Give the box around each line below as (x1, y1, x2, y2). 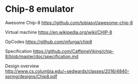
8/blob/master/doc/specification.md (5, 53, 79, 59)
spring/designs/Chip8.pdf (5, 73, 58, 79)
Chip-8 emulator (5, 3, 74, 15)
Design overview (5, 63, 39, 69)
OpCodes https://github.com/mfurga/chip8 (5, 38, 93, 45)
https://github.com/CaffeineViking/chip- (33, 48, 114, 54)
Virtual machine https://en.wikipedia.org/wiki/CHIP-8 (5, 29, 112, 35)
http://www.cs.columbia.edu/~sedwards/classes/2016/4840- (5, 68, 130, 74)
